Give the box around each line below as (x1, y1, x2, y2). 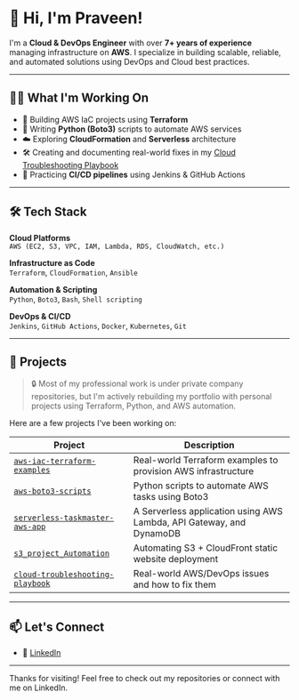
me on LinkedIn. (9, 682, 69, 693)
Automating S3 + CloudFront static (133, 542, 279, 554)
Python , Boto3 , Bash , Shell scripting (9, 294, 142, 304)
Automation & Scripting (9, 284, 98, 294)
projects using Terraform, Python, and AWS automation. (30, 400, 237, 412)
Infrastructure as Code (9, 257, 95, 268)
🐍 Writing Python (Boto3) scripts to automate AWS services (21, 124, 242, 134)
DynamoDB (133, 527, 181, 540)
